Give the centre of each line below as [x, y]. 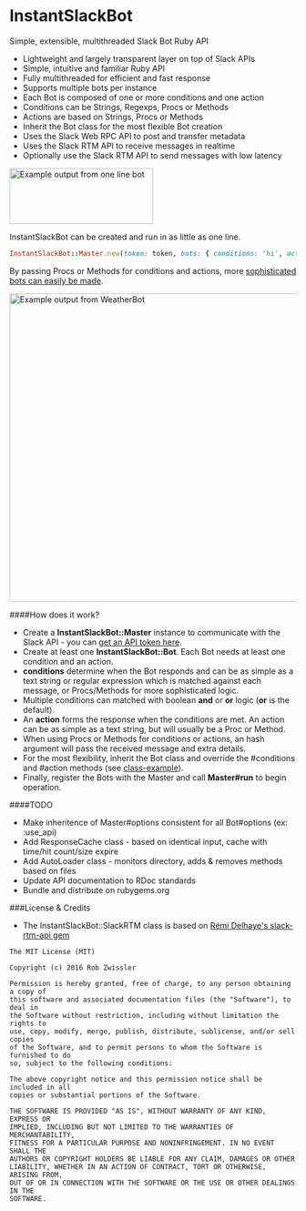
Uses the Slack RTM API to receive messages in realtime [128, 146]
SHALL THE [28, 1151]
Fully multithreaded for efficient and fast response [117, 77]
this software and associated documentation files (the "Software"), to [150, 999]
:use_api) [40, 832]
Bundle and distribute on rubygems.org [96, 890]
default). [38, 709]
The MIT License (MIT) [52, 952]
